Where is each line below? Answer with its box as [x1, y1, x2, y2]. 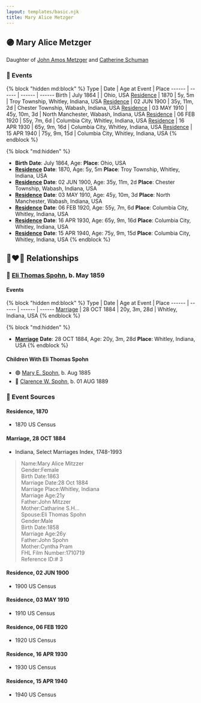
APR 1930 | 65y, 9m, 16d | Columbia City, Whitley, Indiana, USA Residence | [6, 123, 193, 130]
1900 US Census [14, 582, 56, 590]
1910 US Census [14, 610, 55, 617]
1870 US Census [14, 421, 56, 428]
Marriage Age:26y [20, 530, 66, 537]
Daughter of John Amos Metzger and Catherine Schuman [6, 56, 149, 64]
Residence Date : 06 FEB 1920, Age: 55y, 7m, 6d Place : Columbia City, [14, 204, 189, 211]
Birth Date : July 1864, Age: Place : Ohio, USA [14, 159, 127, 166]
